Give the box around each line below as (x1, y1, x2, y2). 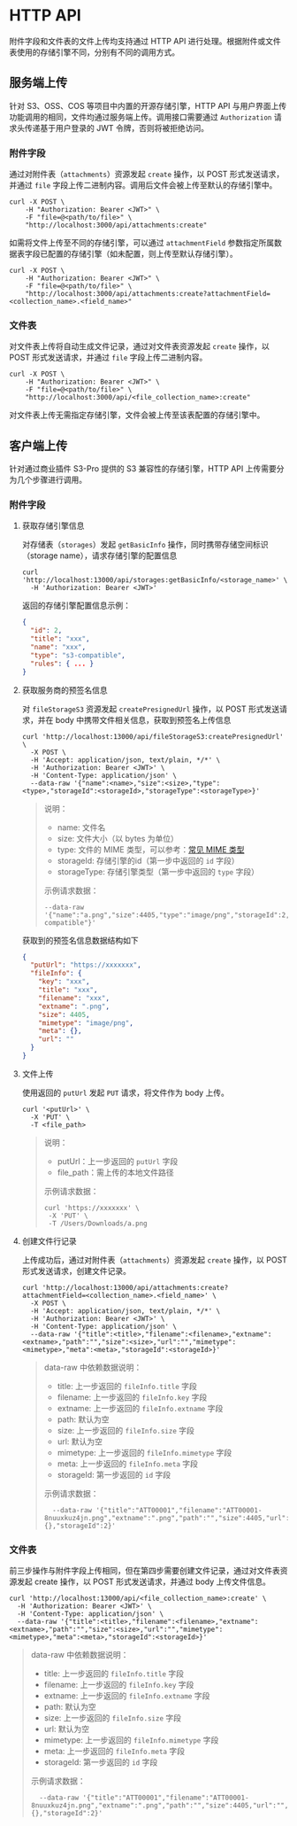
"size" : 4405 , (38, 1010, 90, 1019)
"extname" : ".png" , (38, 1002, 110, 1011)
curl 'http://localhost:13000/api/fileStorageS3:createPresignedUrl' (21, 732, 285, 741)
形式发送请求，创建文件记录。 (21, 1265, 131, 1276)
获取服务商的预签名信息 (21, 684, 108, 695)
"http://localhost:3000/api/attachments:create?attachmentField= (25, 290, 271, 299)
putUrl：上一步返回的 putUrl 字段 (57, 1155, 179, 1166)
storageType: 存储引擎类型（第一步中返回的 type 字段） (57, 866, 259, 877)
